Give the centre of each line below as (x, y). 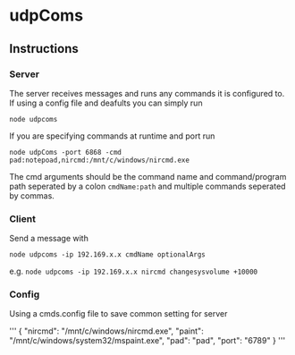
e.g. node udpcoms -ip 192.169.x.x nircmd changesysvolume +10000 (133, 271)
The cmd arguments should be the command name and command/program (148, 176)
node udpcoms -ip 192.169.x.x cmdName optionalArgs (107, 255)
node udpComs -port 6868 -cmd (66, 152)
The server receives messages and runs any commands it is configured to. (147, 93)
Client (22, 218)
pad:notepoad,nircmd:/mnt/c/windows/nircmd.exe (100, 160)
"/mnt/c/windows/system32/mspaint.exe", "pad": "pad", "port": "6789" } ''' (147, 341)
